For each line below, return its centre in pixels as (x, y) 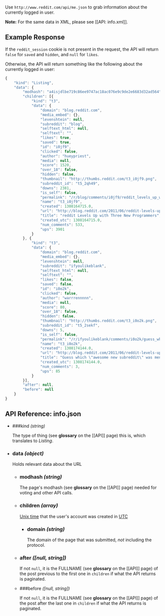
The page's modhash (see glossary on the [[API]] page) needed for (88, 487)
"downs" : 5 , (52, 330)
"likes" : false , (57, 280)
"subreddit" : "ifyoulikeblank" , (73, 266)
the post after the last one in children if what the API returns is (83, 603)
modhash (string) (41, 477)
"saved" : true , (55, 142)
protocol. (36, 545)
